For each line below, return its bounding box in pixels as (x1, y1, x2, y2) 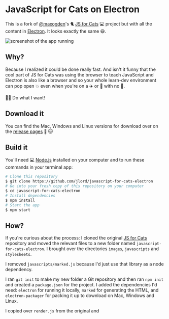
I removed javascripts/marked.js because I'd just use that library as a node (5, 261, 164, 267)
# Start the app (5, 202, 40, 207)
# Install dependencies (5, 193, 56, 198)
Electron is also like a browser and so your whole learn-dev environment (5, 77, 156, 83)
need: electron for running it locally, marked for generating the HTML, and (5, 287, 159, 294)
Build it (5, 143, 28, 151)
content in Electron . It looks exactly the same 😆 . (5, 28, 107, 34)
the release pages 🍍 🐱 (5, 128, 53, 135)
